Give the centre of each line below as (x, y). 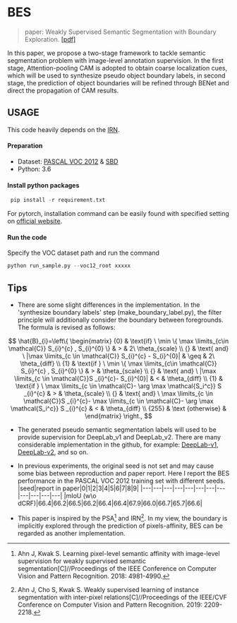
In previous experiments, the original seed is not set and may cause (116, 466)
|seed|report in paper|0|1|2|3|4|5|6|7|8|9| (78, 488)
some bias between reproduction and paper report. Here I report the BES (123, 473)
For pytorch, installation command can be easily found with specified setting (118, 214)
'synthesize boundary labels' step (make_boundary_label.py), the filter (120, 312)
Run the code (27, 237)
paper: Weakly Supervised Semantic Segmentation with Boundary (120, 32)
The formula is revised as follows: (66, 327)
